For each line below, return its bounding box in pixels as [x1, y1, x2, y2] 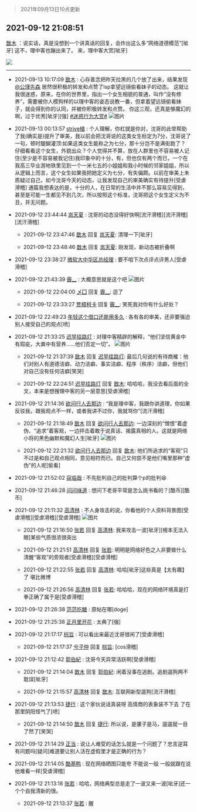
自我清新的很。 [25, 787, 62, 794]
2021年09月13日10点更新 [20, 6, 80, 12]
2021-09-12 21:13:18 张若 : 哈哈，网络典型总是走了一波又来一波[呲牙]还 [14, 780, 186, 787]
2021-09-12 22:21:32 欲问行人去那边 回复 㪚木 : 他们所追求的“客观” [23, 447, 184, 454]
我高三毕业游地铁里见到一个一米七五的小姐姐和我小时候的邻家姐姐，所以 [14, 162, 189, 169]
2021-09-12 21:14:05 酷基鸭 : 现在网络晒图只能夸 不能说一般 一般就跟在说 [14, 760, 191, 767]
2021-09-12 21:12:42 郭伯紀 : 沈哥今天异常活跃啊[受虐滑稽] [14, 656, 157, 663]
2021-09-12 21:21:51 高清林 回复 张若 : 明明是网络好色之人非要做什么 [23, 546, 187, 553]
